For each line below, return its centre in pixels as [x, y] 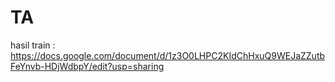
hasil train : [33, 45]
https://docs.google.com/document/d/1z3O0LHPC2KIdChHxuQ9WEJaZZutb [168, 55]
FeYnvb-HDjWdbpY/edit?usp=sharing [87, 66]
